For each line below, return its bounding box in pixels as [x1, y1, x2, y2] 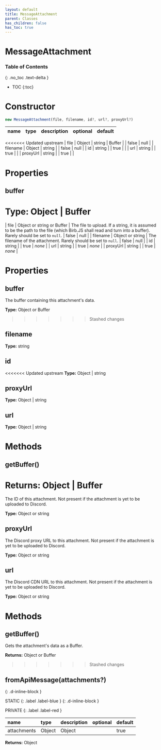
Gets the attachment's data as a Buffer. [5, 643, 83, 649]
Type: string [5, 343, 30, 349]
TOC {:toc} [12, 84, 34, 90]
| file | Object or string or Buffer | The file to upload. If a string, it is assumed [5, 222, 157, 228]
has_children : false [5, 20, 47, 26]
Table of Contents [5, 64, 48, 70]
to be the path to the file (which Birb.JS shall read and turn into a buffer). [5, 227, 150, 233]
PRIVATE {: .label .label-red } [5, 708, 62, 714]
